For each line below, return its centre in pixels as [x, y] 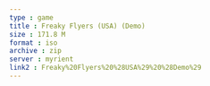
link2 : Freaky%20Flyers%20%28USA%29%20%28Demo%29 [105, 68]
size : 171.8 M [38, 34]
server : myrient [42, 59]
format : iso [34, 43]
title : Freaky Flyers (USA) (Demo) [77, 26]
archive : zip [36, 51]
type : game [31, 17]
